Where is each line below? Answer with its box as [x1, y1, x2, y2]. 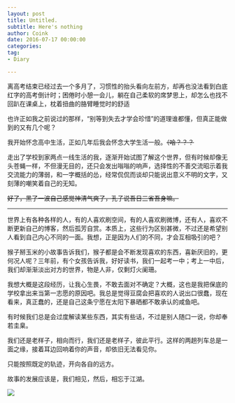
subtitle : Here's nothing [7, 23, 83, 30]
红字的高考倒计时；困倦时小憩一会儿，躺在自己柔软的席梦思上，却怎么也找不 [7, 90, 228, 99]
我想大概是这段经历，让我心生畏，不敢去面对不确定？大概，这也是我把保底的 [7, 280, 228, 288]
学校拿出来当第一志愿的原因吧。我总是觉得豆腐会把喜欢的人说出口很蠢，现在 [7, 288, 228, 297]
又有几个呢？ [19, 123, 57, 132]
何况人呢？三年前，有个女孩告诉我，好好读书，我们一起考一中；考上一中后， [7, 256, 228, 264]
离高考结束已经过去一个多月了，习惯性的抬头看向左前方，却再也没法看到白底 [7, 82, 228, 90]
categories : [7, 43, 42, 50]
